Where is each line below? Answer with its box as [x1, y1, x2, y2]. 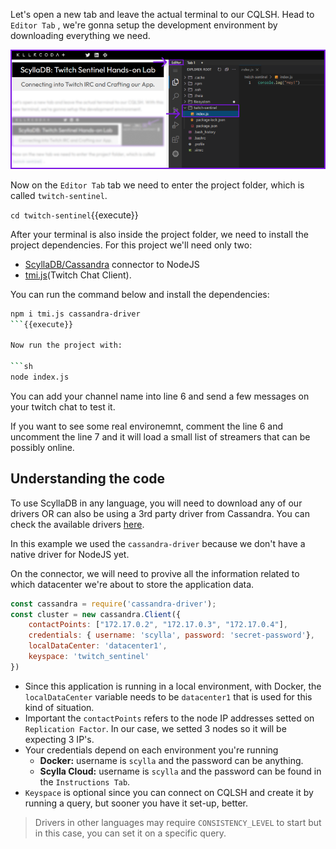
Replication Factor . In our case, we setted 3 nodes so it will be [24, 722, 287, 734]
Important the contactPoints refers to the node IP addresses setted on [24, 712, 315, 724]
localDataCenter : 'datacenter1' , [28, 641, 168, 651]
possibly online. [10, 441, 75, 453]
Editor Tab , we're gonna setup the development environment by [10, 19, 278, 31]
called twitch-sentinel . [10, 189, 108, 201]
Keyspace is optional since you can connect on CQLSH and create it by [24, 786, 314, 798]
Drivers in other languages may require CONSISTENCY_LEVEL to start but [34, 816, 322, 828]
